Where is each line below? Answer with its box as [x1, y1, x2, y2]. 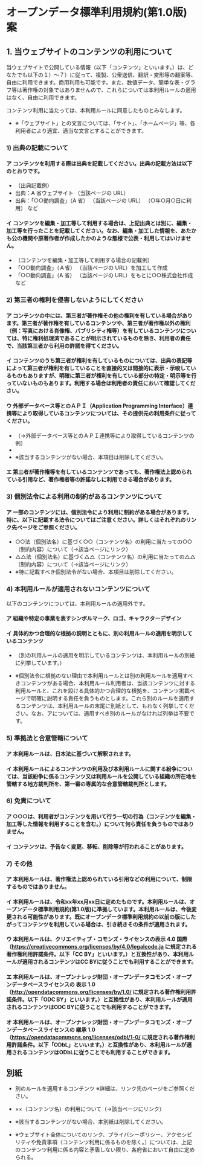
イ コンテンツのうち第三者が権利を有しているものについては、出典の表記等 [6, 357, 193, 364]
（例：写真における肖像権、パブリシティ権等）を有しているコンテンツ [6, 327, 181, 334]
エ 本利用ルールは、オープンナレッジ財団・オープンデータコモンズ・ [6, 973, 176, 980]
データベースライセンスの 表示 [11, 981, 87, 988]
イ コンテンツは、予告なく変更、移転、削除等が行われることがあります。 [6, 843, 187, 850]
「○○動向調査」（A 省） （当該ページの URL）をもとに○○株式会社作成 [14, 272, 193, 279]
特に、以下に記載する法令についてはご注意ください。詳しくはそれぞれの [6, 516, 186, 523]
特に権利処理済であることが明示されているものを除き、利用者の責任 [22, 335, 192, 342]
